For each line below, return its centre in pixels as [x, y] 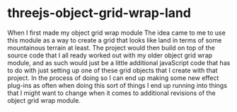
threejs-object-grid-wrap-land [99, 13]
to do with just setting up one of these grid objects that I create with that [112, 70]
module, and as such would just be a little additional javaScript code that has [119, 62]
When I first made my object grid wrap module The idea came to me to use [117, 33]
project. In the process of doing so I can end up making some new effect [113, 78]
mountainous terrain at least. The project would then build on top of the [111, 47]
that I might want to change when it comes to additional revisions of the [111, 93]
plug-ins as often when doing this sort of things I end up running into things [117, 85]
